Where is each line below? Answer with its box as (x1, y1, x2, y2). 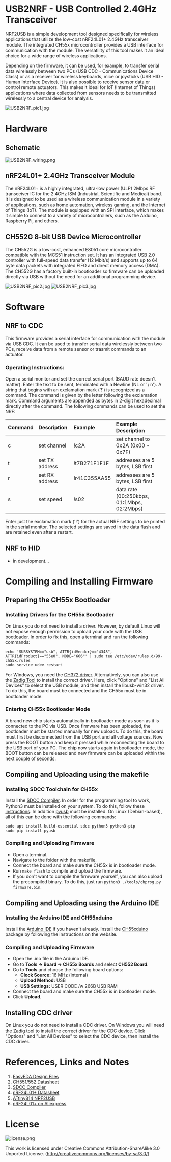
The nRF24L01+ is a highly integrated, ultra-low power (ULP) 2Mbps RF (5, 185, 155, 191)
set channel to (116, 435, 150, 442)
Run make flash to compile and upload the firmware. (12, 867, 123, 874)
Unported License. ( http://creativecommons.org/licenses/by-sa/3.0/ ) (5, 1150, 150, 1156)
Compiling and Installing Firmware (5, 575, 154, 587)
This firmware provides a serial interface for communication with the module (5, 335, 166, 341)
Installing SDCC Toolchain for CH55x (5, 786, 98, 793)
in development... (12, 557, 49, 564)
